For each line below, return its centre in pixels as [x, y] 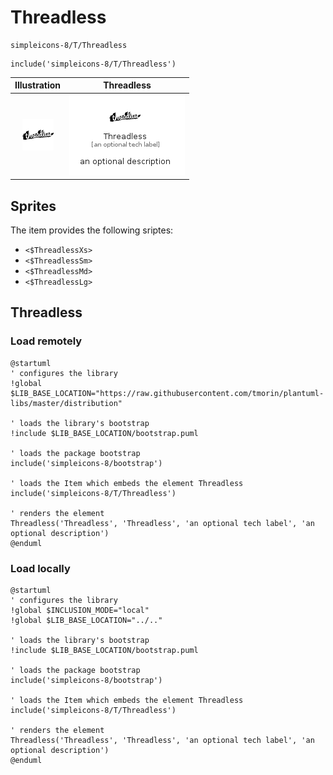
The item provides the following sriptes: [92, 230]
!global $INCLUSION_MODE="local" [80, 610]
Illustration [38, 85]
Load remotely [46, 341]
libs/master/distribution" [66, 403]
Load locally [40, 568]
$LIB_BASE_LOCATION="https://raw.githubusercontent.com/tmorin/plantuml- [167, 393]
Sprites [33, 206]
